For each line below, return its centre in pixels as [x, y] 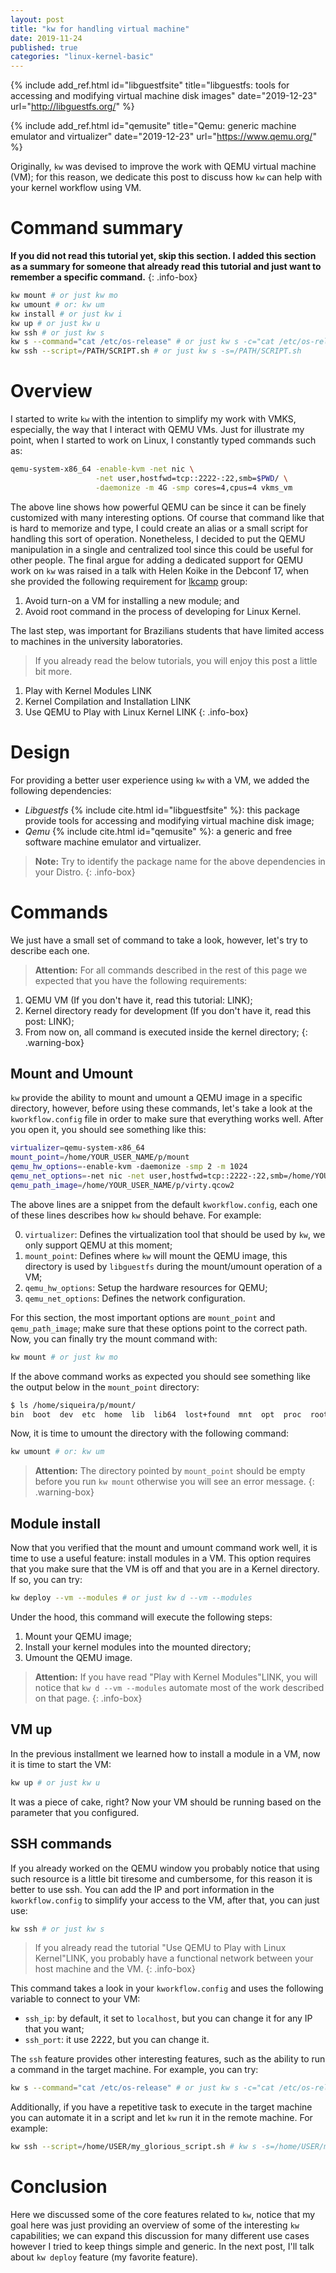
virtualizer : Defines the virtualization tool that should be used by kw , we [175, 1234]
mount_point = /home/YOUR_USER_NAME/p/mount [100, 1157]
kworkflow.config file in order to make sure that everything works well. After [167, 1119]
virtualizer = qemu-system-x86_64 [77, 1148]
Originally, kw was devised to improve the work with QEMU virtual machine [163, 167]
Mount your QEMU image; [78, 1636]
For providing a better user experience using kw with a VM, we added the [160, 780]
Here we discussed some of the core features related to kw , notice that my [163, 2215]
